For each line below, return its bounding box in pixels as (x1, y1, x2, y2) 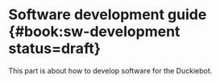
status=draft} (8, 40, 102, 57)
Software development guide (8, 6, 207, 24)
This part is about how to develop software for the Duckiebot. (8, 65, 213, 75)
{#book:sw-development (8, 22, 181, 41)
